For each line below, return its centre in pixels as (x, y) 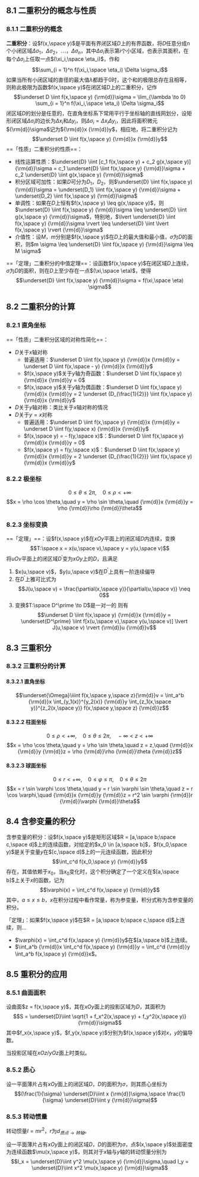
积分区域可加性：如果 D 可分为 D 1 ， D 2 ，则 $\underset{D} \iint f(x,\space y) (104, 182)
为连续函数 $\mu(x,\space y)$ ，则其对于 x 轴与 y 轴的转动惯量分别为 (86, 1152)
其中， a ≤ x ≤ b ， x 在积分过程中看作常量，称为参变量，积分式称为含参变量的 (100, 900)
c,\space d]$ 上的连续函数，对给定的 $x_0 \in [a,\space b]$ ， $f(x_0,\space (97, 844)
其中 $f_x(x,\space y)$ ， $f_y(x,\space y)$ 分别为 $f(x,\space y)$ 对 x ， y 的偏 (97, 1033)
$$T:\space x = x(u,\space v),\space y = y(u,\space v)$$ (100, 548)
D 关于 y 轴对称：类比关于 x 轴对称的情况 (61, 407)
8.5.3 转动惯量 (27, 1116)
